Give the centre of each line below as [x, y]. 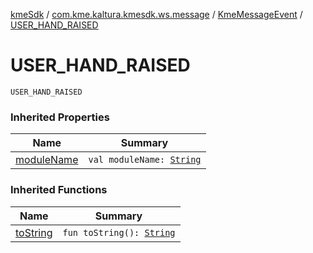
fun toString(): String [119, 232]
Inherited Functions [59, 190]
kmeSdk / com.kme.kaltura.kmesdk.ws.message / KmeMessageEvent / [156, 14]
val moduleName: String [145, 160]
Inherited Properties [60, 117]
